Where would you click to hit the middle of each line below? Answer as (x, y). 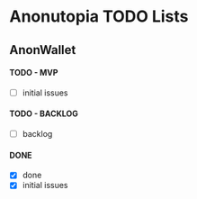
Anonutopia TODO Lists (99, 17)
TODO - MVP (34, 73)
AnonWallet (43, 50)
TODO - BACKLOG (44, 113)
